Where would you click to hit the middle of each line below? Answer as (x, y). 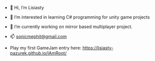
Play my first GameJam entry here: (45, 48)
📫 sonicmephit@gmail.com (38, 36)
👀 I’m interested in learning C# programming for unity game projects (80, 17)
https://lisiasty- (98, 48)
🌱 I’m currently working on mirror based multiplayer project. (71, 27)
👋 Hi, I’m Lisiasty (27, 8)
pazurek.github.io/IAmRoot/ (38, 53)
